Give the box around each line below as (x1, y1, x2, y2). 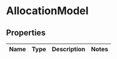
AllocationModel (6, 4, 89, 18)
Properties (6, 28, 46, 38)
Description (52, 45, 85, 53)
